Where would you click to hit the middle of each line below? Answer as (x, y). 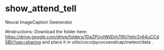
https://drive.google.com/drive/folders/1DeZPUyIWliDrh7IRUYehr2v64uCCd (82, 37)
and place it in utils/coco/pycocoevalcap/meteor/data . (97, 42)
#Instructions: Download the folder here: (46, 31)
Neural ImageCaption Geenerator (39, 22)
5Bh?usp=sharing (23, 42)
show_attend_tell (41, 9)
